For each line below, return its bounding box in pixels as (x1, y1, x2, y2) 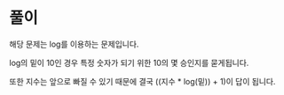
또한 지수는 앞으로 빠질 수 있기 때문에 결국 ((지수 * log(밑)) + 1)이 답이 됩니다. (9, 76, 276, 86)
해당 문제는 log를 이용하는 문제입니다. (9, 39, 139, 49)
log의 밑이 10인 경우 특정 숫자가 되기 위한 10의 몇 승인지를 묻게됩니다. (9, 57, 249, 68)
